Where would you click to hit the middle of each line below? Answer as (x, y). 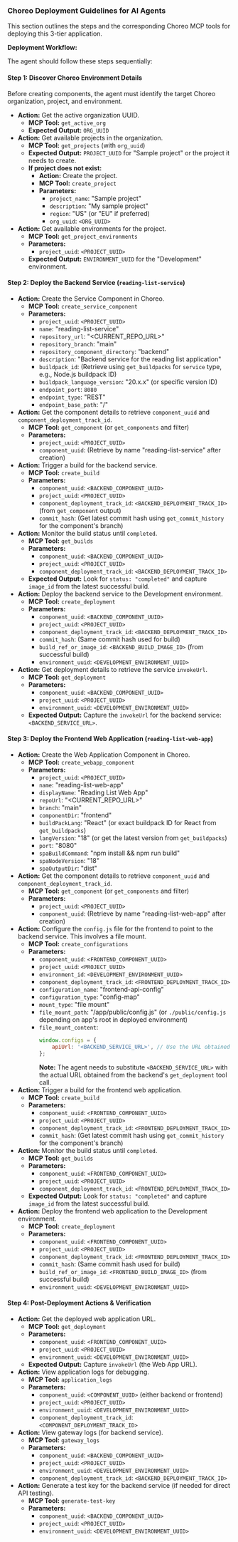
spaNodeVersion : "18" (69, 860)
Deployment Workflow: (42, 48)
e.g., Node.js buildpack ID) (78, 374)
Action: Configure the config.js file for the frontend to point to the (115, 928)
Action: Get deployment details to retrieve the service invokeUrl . (113, 669)
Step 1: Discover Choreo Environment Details (75, 78)
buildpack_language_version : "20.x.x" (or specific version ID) (128, 382)
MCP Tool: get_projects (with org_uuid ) (87, 145)
